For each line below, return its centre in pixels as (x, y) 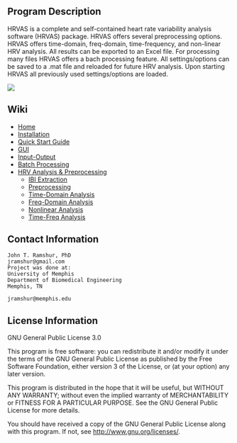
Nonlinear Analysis (56, 209)
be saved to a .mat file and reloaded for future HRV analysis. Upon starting (116, 66)
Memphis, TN (25, 286)
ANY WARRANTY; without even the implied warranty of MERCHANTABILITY (118, 396)
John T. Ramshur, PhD (39, 256)
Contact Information (53, 239)
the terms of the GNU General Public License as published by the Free (110, 359)
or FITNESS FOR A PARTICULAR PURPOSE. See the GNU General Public (113, 403)
